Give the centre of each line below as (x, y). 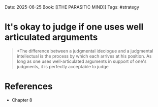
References (29, 87)
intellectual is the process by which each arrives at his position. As (84, 56)
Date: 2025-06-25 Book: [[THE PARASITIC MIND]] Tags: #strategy (72, 7)
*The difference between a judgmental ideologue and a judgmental (85, 51)
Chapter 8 (22, 100)
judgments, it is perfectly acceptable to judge (63, 66)
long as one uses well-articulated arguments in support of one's (81, 61)
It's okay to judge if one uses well (74, 27)
